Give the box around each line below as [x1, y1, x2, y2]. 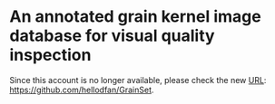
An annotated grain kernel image [9, 6, 261, 27]
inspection [9, 45, 92, 65]
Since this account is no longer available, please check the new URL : [9, 74, 267, 85]
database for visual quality [9, 25, 215, 46]
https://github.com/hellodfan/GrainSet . [9, 84, 154, 95]
